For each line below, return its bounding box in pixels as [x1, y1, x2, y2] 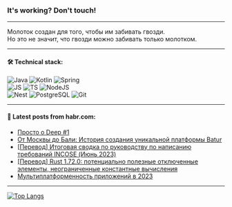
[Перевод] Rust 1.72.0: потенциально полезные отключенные [17, 157, 199, 166]
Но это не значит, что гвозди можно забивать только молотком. [7, 35, 197, 43]
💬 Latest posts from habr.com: [7, 112, 96, 121]
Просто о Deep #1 [17, 128, 70, 136]
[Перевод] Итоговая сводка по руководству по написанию [17, 142, 192, 150]
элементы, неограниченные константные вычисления [17, 164, 178, 172]
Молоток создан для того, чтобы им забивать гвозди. [7, 28, 166, 36]
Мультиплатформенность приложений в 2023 [17, 172, 153, 180]
